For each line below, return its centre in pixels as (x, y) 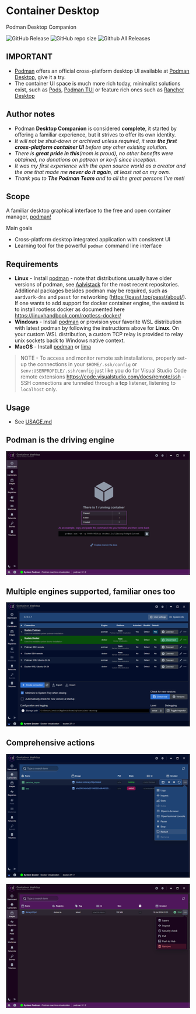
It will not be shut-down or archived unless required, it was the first (96, 141)
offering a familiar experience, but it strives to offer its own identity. (95, 134)
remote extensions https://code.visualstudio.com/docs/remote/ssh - (102, 377)
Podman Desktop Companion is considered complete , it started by (95, 128)
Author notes (31, 115)
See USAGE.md (33, 422)
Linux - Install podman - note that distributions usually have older (93, 278)
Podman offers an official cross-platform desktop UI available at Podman (102, 71)
